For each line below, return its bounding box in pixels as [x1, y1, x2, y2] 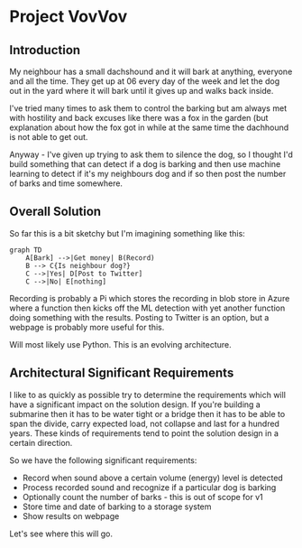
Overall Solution [9, 204, 102, 219]
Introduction [9, 42, 81, 58]
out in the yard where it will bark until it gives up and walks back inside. [9, 86, 274, 96]
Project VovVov [9, 6, 128, 27]
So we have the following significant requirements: [9, 454, 197, 466]
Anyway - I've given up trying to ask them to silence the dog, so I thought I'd [9, 149, 293, 160]
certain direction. [9, 437, 73, 448]
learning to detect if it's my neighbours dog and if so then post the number [9, 169, 287, 179]
